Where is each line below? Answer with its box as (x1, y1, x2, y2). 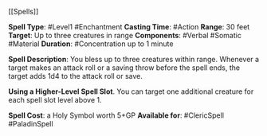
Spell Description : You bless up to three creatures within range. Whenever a (8, 55, 260, 64)
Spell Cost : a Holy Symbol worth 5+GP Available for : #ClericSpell (8, 111, 225, 120)
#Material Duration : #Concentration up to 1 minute (8, 39, 174, 49)
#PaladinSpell (8, 119, 53, 128)
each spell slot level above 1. (8, 95, 102, 104)
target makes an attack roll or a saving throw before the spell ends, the (8, 63, 241, 72)
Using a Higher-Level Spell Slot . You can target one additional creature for (8, 87, 254, 96)
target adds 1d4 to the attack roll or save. (8, 72, 143, 80)
